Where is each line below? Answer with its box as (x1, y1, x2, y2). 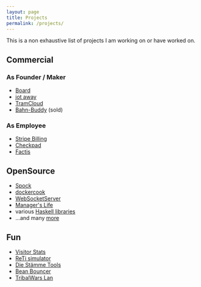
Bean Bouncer (15, 268, 51, 275)
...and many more (15, 214, 60, 222)
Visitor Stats (15, 248, 46, 255)
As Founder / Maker (6, 73, 66, 81)
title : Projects (6, 15, 48, 21)
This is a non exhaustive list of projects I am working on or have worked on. (6, 37, 196, 44)
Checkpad (15, 141, 41, 149)
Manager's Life (15, 202, 54, 209)
